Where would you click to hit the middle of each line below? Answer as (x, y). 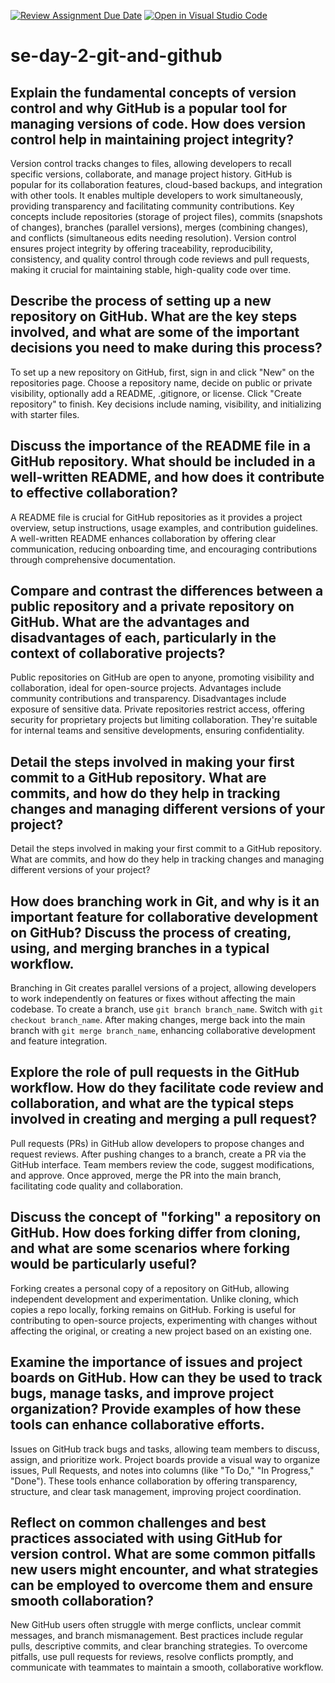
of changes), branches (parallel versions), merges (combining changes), (159, 227)
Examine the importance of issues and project (156, 1362)
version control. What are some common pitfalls (163, 1553)
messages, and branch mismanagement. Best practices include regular (157, 1636)
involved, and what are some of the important (155, 332)
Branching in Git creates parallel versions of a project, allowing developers (163, 988)
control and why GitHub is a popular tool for (149, 108)
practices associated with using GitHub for (146, 1538)
